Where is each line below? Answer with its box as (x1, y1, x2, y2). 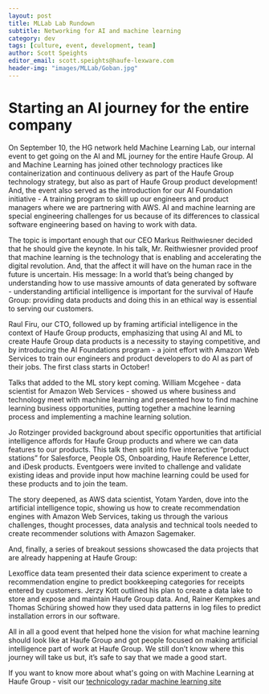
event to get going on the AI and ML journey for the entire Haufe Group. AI (8, 151, 254, 161)
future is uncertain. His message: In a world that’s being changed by (8, 269, 234, 279)
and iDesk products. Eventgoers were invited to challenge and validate (8, 461, 242, 471)
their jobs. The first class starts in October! (8, 361, 150, 371)
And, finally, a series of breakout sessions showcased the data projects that (8, 544, 259, 554)
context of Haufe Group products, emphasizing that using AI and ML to (8, 328, 243, 337)
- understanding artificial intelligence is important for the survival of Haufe (8, 287, 254, 296)
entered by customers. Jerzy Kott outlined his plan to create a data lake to (8, 585, 253, 595)
